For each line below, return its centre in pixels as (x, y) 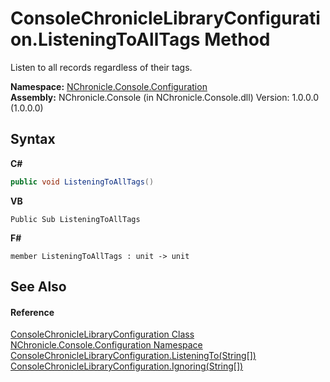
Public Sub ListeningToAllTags (75, 219)
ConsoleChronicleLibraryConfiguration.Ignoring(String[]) (127, 366)
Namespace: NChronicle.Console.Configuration (109, 86)
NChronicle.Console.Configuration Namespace (106, 345)
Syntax (33, 139)
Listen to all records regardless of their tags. (101, 67)
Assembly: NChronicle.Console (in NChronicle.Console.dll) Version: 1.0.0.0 (164, 97)
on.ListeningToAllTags (105, 39)
